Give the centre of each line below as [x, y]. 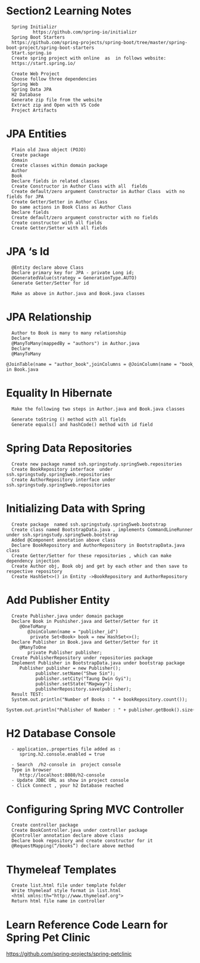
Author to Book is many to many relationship [69, 333]
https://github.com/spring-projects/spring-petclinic [69, 954]
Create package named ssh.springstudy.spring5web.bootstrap [89, 524]
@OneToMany [33, 626]
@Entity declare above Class [48, 267]
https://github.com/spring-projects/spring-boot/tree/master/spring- [99, 42]
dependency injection [33, 561]
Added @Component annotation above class [64, 540]
